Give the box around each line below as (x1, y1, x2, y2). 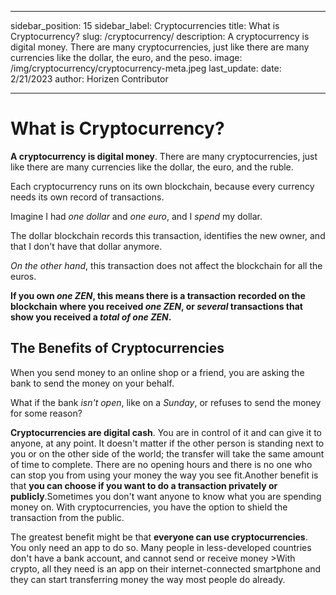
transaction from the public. (10, 511, 125, 523)
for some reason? (10, 407, 83, 419)
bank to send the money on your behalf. (10, 377, 175, 389)
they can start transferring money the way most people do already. (10, 573, 286, 585)
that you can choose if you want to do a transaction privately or (10, 479, 278, 491)
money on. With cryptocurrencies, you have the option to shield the (10, 501, 288, 513)
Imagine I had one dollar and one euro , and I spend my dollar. (10, 210, 263, 222)
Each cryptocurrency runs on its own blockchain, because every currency (10, 180, 315, 192)
